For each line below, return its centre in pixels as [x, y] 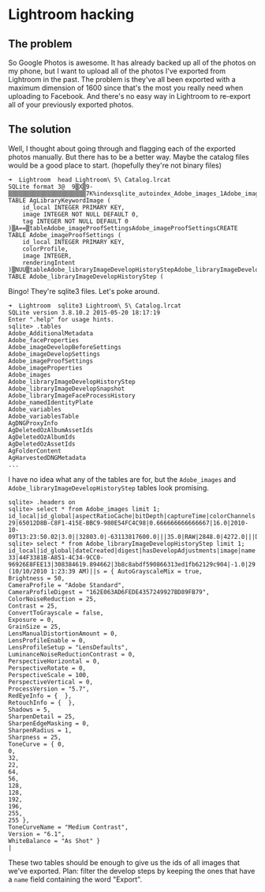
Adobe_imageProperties [45, 368]
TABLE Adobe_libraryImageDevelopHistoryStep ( [86, 277]
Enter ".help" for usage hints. [61, 319]
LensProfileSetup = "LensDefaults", [68, 647]
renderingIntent [49, 262]
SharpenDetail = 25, [42, 717]
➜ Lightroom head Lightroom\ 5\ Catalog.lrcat [90, 179]
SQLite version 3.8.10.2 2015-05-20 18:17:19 [84, 312]
